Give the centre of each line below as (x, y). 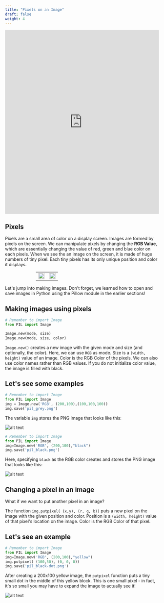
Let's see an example (38, 537)
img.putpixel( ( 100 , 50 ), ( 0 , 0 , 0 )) (42, 562)
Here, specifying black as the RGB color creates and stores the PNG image (80, 459)
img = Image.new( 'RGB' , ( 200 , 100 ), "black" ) (48, 446)
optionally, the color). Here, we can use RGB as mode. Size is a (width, (75, 352)
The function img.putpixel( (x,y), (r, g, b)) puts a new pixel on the (76, 511)
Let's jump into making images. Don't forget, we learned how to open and (79, 288)
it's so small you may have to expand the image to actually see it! (70, 586)
